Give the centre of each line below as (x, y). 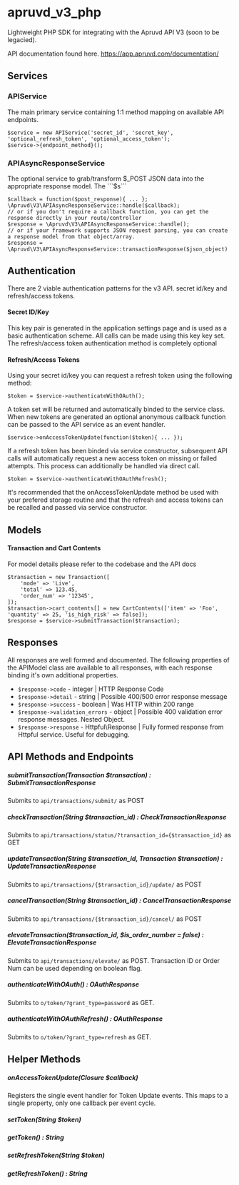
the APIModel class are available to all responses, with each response (110, 667)
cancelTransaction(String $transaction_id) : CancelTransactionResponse (119, 901)
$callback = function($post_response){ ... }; (78, 199)
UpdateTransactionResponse (52, 866)
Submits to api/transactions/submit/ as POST (76, 800)
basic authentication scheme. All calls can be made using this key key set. (116, 336)
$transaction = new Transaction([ (59, 577)
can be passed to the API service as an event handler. (86, 425)
